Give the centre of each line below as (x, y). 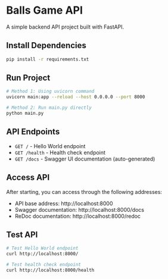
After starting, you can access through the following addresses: (84, 192)
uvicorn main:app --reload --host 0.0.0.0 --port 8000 (76, 97)
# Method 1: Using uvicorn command (50, 92)
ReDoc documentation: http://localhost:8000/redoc (78, 216)
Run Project (28, 78)
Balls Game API (45, 10)
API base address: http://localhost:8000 (64, 203)
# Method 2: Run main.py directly (49, 108)
